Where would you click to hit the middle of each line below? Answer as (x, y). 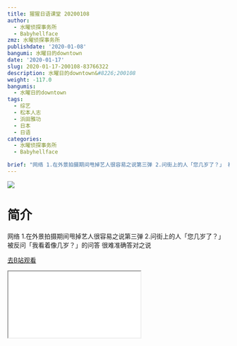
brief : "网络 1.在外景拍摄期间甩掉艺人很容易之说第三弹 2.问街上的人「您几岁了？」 (116, 165)
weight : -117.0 (30, 80)
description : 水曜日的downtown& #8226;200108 (72, 73)
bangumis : (22, 86)
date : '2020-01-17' (36, 60)
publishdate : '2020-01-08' (47, 47)
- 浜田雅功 (28, 119)
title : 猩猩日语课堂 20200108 (48, 14)
